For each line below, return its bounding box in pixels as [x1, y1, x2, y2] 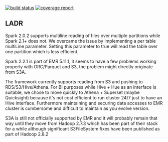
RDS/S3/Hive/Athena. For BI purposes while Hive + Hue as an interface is [5, 84, 156, 90]
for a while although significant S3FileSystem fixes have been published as [5, 125, 160, 131]
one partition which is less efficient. [5, 48, 79, 55]
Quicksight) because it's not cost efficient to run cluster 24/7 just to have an [5, 94, 162, 100]
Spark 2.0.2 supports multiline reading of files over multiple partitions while [5, 33, 160, 39]
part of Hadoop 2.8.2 [5, 131, 49, 137]
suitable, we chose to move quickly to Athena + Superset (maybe [5, 89, 140, 95]
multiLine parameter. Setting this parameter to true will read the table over [5, 43, 158, 49]
